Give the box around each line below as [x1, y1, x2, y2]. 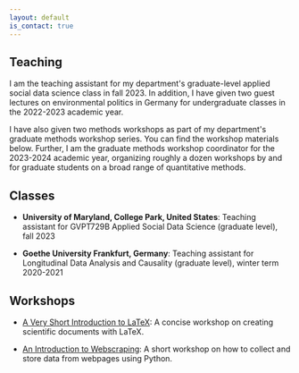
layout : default [9, 13, 70, 22]
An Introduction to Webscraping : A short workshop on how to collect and [21, 343, 291, 354]
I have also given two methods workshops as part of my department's [9, 124, 267, 135]
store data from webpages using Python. [21, 352, 172, 363]
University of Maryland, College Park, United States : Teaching [21, 212, 257, 223]
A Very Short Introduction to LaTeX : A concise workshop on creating [21, 317, 274, 327]
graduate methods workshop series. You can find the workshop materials [9, 133, 279, 144]
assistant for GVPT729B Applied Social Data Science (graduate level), [21, 221, 278, 233]
